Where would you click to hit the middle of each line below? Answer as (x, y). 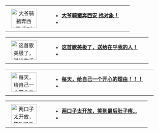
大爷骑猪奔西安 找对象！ (90, 16)
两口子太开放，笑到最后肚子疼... (99, 111)
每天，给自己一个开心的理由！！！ (102, 79)
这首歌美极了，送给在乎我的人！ (100, 47)
